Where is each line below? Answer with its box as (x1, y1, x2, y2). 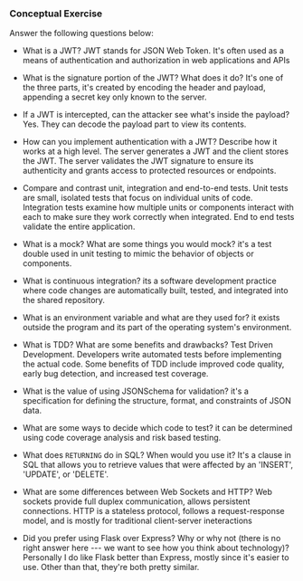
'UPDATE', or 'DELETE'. (22, 469, 109, 480)
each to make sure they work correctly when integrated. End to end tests (22, 212, 295, 223)
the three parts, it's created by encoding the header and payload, (22, 82, 266, 93)
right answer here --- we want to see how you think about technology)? (22, 542, 289, 554)
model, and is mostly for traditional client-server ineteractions (22, 515, 253, 527)
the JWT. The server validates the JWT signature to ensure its (22, 156, 254, 167)
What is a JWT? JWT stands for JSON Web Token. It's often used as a (22, 45, 285, 56)
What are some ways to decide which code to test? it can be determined (22, 423, 293, 433)
